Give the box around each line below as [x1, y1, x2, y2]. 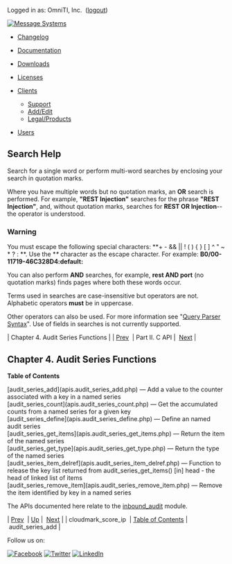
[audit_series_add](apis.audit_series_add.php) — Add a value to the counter [7, 385, 224, 393]
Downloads [17, 60, 50, 68]
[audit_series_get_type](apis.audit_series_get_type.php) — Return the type [7, 444, 220, 452]
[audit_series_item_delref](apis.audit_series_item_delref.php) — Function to [7, 459, 222, 467]
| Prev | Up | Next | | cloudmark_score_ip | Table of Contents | [7, 515, 188, 523]
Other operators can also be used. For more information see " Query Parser [7, 312, 221, 321]
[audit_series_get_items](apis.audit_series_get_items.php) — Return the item [7, 429, 225, 438]
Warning [7, 227, 37, 237]
